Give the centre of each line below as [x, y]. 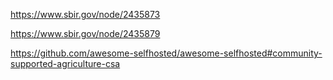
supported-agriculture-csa [65, 63]
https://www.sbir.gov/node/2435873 [85, 14]
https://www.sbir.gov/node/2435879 [85, 33]
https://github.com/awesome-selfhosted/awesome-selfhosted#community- [166, 53]
